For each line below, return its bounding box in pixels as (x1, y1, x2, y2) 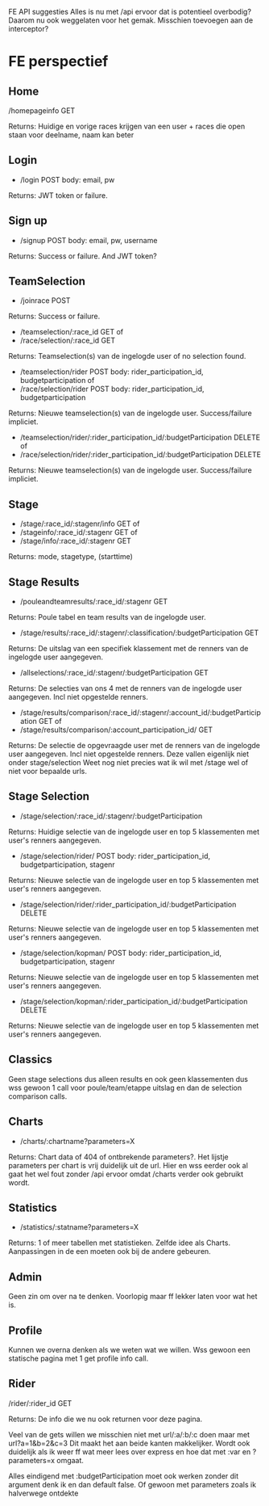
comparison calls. (8, 1091, 68, 1101)
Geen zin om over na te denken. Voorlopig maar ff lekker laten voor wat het (8, 1292, 258, 1302)
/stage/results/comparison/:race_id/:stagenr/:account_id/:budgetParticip (19, 708, 262, 717)
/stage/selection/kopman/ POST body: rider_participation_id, (19, 948, 222, 957)
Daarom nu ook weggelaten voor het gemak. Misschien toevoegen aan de (8, 15, 254, 25)
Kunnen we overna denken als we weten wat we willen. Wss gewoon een (8, 1344, 251, 1354)
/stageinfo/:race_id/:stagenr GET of (19, 528, 139, 537)
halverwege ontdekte (8, 1488, 79, 1498)
